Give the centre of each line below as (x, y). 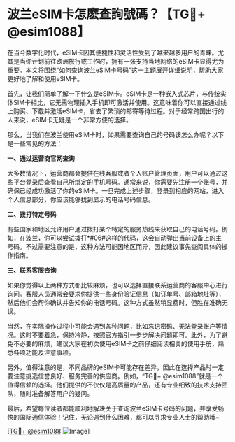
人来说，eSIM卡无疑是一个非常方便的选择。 (70, 120)
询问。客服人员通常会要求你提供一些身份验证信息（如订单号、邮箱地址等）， (116, 294)
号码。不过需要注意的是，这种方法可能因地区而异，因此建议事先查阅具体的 (114, 246)
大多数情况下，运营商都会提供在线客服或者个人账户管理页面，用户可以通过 (114, 173)
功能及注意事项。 (50, 352)
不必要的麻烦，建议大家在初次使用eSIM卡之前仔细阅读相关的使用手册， (115, 343)
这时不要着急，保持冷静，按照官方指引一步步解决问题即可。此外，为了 (120, 335)
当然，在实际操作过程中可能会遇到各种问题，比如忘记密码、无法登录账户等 (114, 326)
